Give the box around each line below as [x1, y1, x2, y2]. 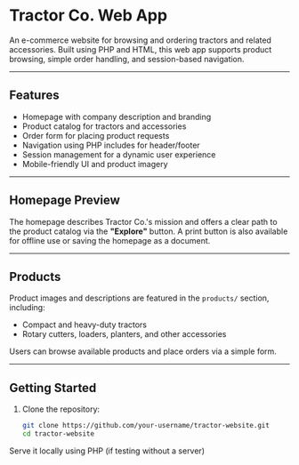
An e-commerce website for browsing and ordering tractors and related [9, 35, 271, 45]
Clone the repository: [21, 404, 101, 414]
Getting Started [9, 380, 97, 396]
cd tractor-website [21, 429, 95, 438]
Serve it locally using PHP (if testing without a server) [9, 445, 205, 456]
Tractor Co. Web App [9, 5, 167, 26]
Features [9, 88, 60, 103]
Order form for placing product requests [21, 130, 170, 140]
